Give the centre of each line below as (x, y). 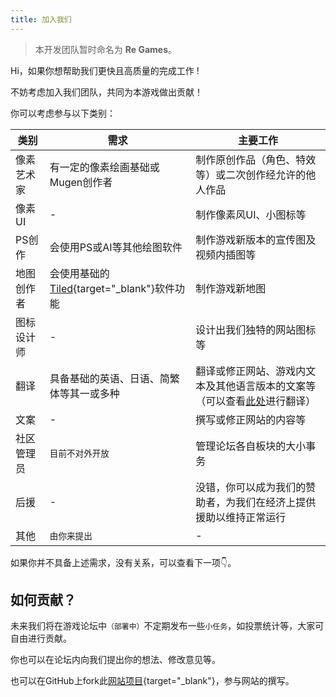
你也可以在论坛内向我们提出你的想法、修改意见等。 (115, 660)
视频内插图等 (226, 254)
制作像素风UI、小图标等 (251, 214)
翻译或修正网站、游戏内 (251, 371)
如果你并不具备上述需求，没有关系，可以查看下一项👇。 (123, 562)
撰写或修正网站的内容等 (251, 419)
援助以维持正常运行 (241, 517)
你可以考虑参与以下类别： (63, 113)
